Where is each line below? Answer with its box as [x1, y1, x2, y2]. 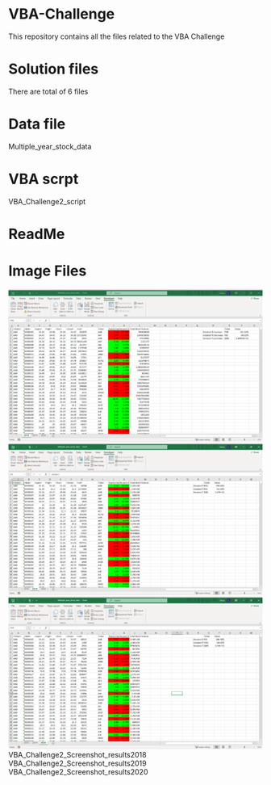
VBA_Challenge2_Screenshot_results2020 [8, 766, 148, 776]
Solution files [8, 60, 99, 78]
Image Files [8, 262, 87, 280]
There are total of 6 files [8, 86, 89, 96]
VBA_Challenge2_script [8, 196, 86, 206]
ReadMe [8, 225, 65, 243]
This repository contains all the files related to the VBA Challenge [8, 31, 225, 41]
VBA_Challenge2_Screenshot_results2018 [8, 749, 147, 759]
